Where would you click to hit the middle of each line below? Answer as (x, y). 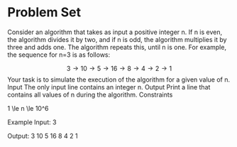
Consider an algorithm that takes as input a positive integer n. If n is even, (115, 32)
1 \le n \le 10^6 (28, 108)
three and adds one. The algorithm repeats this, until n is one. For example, (117, 47)
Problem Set (44, 12)
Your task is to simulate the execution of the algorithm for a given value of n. (119, 80)
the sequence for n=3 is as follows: (59, 55)
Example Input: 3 (32, 122)
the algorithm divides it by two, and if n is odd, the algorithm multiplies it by (117, 39)
